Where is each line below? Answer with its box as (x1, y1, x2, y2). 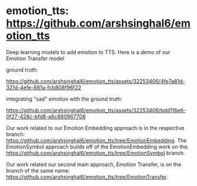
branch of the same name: (6, 167, 70, 174)
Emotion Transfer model (6, 55, 65, 62)
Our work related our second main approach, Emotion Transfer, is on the (6, 161, 181, 168)
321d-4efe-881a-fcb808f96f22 (6, 84, 82, 91)
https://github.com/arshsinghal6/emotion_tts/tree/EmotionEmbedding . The (6, 137, 187, 144)
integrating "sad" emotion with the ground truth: (6, 95, 122, 102)
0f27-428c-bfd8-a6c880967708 (6, 113, 86, 120)
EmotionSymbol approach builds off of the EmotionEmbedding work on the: (6, 143, 189, 150)
